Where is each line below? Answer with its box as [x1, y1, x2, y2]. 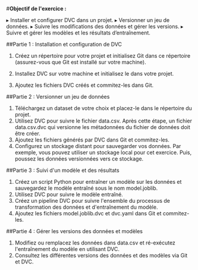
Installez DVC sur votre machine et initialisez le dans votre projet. [14, 70, 174, 77]
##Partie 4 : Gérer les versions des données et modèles [6, 228, 143, 234]
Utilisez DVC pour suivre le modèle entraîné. [14, 191, 123, 198]
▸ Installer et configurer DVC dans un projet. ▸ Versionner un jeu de [6, 17, 170, 23]
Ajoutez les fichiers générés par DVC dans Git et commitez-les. [14, 136, 169, 143]
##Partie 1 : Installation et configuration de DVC [6, 41, 122, 48]
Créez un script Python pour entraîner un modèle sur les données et [14, 178, 182, 185]
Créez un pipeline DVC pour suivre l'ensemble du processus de [14, 197, 171, 204]
